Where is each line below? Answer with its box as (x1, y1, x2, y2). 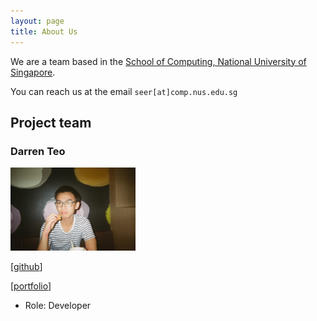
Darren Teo (10, 144, 66, 158)
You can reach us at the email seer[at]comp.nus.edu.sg (10, 85, 238, 97)
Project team (10, 114, 92, 131)
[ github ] (10, 260, 43, 272)
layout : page (10, 16, 65, 26)
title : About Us (10, 26, 78, 37)
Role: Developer (24, 299, 92, 311)
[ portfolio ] (10, 280, 52, 292)
